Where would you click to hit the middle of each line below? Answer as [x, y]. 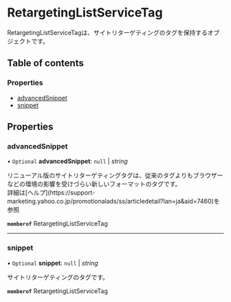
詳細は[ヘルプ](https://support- [51, 193]
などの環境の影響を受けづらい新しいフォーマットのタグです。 [94, 184]
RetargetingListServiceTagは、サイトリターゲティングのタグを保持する [107, 32]
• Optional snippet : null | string [53, 263]
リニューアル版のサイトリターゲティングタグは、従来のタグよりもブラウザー [115, 175]
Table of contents [45, 63]
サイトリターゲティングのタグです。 [58, 277]
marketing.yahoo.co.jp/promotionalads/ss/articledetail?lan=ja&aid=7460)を [113, 202]
